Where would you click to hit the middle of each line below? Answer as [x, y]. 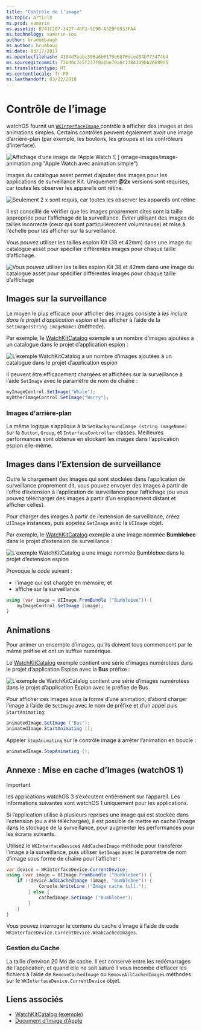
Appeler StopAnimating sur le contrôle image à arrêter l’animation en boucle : [101, 740]
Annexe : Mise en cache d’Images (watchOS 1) [95, 770]
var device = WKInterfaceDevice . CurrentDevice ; [67, 869]
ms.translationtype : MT [36, 68]
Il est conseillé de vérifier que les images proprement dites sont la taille [94, 212]
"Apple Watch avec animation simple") [91, 163]
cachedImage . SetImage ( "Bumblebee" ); [86, 898]
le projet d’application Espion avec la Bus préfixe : [68, 670]
